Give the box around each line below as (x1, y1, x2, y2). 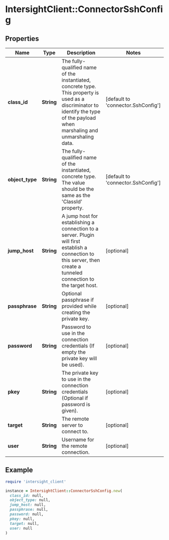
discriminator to (61, 102, 99, 109)
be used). (61, 361, 84, 368)
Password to (61, 323, 92, 330)
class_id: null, (10, 493, 44, 498)
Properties (5, 34, 39, 43)
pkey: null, (10, 516, 35, 521)
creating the (61, 309, 91, 316)
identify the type (61, 108, 101, 115)
